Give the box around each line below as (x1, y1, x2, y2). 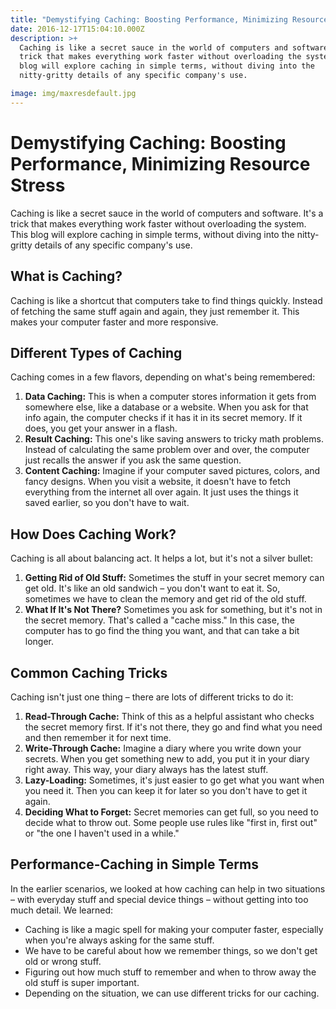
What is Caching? (10, 268, 123, 285)
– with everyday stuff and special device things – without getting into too (10, 893, 309, 905)
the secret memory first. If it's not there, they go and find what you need (24, 721, 323, 733)
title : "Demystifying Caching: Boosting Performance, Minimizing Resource (10, 14, 329, 25)
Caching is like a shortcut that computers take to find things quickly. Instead (10, 294, 323, 306)
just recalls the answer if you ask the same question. (24, 454, 242, 466)
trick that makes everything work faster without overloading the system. (10, 217, 307, 230)
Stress (10, 174, 66, 196)
